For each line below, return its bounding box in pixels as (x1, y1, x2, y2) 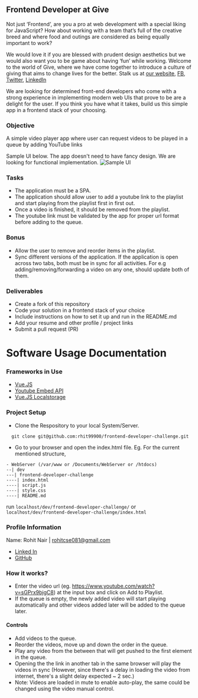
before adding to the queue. (14, 219, 83, 226)
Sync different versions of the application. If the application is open (14, 253, 178, 260)
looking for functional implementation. (6, 159, 99, 166)
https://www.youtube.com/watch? (72, 582, 155, 589)
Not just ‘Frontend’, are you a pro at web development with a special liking (6, 20, 186, 27)
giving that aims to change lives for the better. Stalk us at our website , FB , (6, 69, 186, 77)
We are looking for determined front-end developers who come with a (6, 87, 177, 94)
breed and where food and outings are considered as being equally (6, 33, 170, 40)
